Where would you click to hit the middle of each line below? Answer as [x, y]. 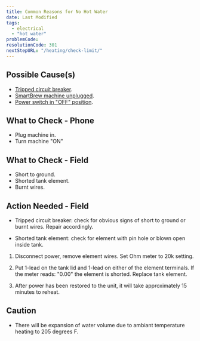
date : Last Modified [32, 17]
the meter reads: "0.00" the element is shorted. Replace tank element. [101, 274]
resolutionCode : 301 [32, 45]
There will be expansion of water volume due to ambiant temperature [100, 325]
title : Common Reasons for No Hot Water [57, 12]
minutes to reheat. [37, 292]
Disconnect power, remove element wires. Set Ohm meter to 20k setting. [104, 256]
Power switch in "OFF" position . [54, 102]
